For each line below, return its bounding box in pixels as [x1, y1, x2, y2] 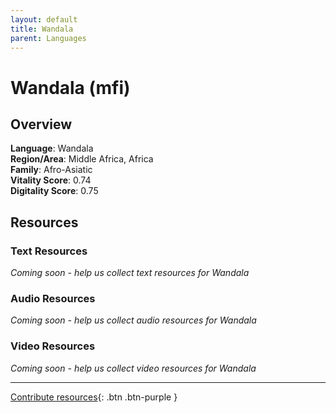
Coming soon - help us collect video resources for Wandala [10, 362, 257, 374]
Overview [10, 116, 73, 133]
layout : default [10, 14, 78, 25]
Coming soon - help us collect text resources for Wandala [10, 267, 250, 279]
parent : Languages [10, 33, 87, 43]
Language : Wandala [10, 142, 94, 155]
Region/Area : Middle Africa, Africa [10, 153, 154, 165]
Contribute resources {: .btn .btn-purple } [10, 391, 178, 403]
